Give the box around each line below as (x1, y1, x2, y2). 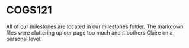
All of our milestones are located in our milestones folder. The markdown (6, 23, 184, 30)
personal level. (6, 35, 42, 42)
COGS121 (6, 4, 52, 17)
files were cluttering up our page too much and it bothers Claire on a (6, 29, 173, 36)
